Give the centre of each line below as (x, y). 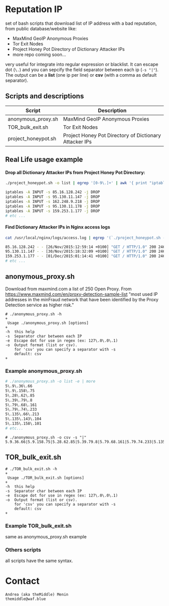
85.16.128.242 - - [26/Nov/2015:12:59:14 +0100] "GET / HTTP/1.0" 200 (81, 247)
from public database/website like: (41, 28)
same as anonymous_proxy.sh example (46, 536)
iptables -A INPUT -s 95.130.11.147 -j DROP (53, 197)
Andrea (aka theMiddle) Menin (37, 595)
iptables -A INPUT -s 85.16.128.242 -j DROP (53, 192)
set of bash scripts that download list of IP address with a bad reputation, (81, 23)
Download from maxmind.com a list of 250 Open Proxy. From (68, 289)
